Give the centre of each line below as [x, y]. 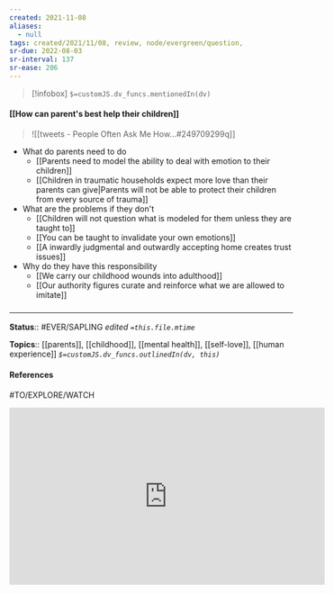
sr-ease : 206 [34, 68]
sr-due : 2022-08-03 [46, 51]
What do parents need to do [74, 152]
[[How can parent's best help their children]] [95, 114]
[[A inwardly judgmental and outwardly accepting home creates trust [163, 247]
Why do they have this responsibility [90, 266]
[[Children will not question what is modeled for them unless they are [164, 219]
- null [30, 34]
